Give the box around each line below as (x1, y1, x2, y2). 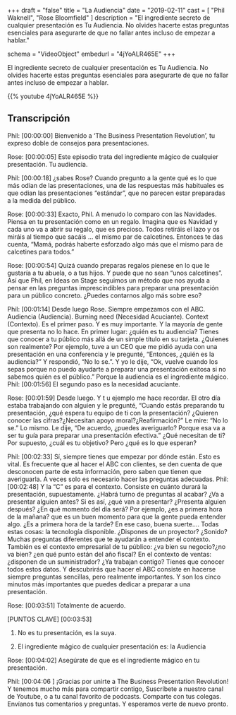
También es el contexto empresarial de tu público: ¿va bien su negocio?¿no (7, 542, 226, 550)
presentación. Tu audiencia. (7, 160, 88, 168)
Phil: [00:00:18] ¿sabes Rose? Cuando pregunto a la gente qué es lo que (7, 173, 217, 182)
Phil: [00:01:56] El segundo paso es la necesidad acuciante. (7, 379, 181, 388)
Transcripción (7, 112, 70, 124)
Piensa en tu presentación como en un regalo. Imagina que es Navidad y (7, 217, 218, 225)
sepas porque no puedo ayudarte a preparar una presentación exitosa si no (7, 365, 227, 373)
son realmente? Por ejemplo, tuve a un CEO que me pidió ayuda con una (7, 342, 218, 350)
